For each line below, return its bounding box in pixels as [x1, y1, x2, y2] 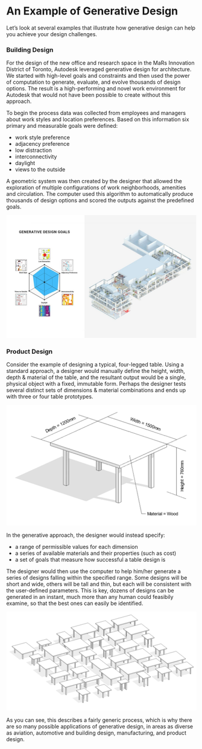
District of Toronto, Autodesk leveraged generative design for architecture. [6, 66, 192, 73]
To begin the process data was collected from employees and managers [6, 110, 186, 117]
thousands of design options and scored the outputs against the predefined [6, 197, 194, 204]
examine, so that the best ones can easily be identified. [6, 600, 144, 607]
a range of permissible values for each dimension [14, 543, 138, 550]
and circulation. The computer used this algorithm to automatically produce [6, 190, 194, 198]
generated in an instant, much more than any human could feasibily [6, 593, 174, 600]
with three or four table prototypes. [6, 393, 93, 400]
